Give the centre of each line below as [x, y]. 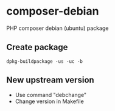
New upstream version [50, 80]
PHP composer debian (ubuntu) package [57, 28]
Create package [37, 47]
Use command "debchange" [51, 95]
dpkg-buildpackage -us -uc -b [45, 61]
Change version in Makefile [49, 101]
